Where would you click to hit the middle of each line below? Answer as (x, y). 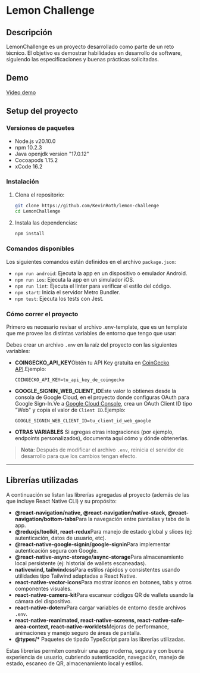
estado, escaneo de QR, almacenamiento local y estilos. (75, 663)
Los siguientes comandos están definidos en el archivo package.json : (91, 261)
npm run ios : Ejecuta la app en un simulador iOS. (75, 279)
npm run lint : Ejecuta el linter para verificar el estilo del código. (93, 286)
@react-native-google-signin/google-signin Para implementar (93, 544)
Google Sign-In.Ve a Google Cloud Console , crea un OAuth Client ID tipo (103, 404)
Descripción (29, 32)
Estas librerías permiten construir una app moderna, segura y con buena (95, 650)
